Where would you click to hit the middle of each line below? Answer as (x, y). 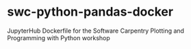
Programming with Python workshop (59, 37)
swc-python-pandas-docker (90, 12)
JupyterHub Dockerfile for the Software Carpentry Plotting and (96, 31)
